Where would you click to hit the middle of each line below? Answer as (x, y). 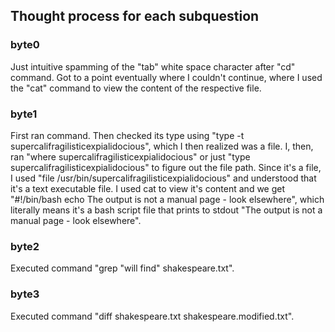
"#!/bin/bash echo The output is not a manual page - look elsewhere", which (167, 199)
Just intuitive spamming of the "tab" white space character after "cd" (153, 66)
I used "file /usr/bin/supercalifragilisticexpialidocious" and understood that (163, 178)
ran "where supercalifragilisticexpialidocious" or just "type (130, 156)
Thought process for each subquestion (135, 16)
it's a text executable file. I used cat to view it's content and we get (148, 188)
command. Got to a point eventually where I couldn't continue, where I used (166, 77)
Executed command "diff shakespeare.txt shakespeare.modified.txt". (152, 316)
